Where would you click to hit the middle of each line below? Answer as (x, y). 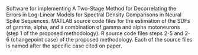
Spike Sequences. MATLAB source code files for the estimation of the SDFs (98, 21)
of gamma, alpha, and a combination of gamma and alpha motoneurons (93, 27)
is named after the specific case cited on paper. (64, 46)
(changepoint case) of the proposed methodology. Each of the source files (102, 39)
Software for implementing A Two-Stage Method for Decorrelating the (91, 8)
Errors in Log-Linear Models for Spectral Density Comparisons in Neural (94, 15)
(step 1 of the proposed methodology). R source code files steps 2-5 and (95, 33)
